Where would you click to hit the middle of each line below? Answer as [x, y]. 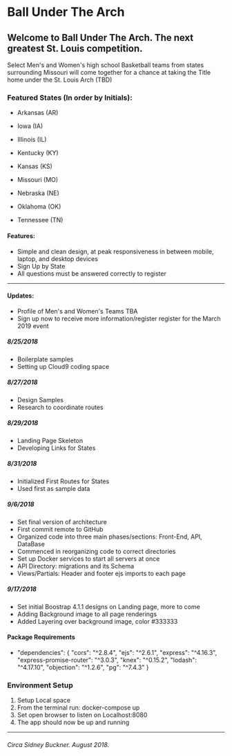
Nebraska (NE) [38, 193]
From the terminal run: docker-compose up [78, 708]
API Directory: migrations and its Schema [76, 566]
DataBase [31, 543]
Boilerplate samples [45, 359]
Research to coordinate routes [60, 407]
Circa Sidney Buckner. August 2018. [58, 744]
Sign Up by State [41, 266]
